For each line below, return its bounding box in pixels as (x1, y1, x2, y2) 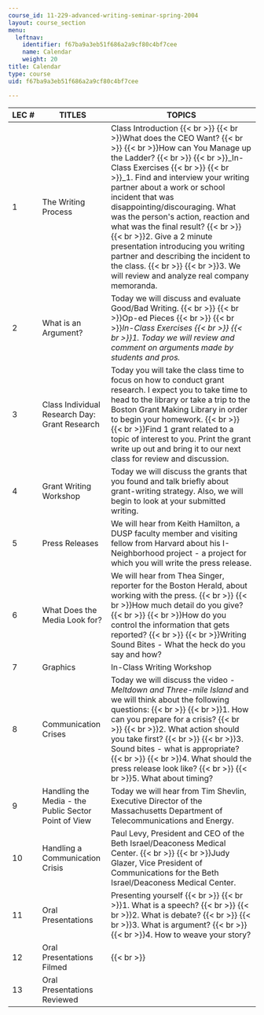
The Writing (42, 196, 86, 207)
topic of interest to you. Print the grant (111, 434, 251, 445)
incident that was (111, 191, 174, 202)
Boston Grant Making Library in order (111, 404, 248, 415)
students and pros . (111, 352, 181, 363)
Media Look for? (42, 615, 102, 626)
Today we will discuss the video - (111, 674, 236, 685)
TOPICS (166, 109, 196, 120)
